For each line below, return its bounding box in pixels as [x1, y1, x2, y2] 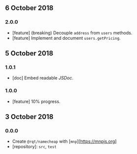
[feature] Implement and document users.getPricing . [12, 35, 121, 41]
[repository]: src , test [12, 144, 57, 150]
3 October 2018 [5, 113, 54, 121]
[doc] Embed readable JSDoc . [12, 75, 74, 81]
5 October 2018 [5, 49, 54, 58]
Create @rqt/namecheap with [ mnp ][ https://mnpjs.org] [12, 138, 117, 144]
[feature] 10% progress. [12, 98, 60, 104]
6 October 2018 [5, 4, 54, 12]
